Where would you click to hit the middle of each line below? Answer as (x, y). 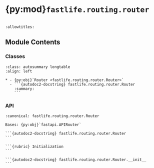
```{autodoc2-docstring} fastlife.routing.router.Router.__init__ (76, 159)
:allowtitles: (20, 27)
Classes (15, 56)
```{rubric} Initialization (34, 146)
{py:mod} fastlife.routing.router (77, 9)
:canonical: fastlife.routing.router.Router (52, 116)
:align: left (19, 71)
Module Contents (33, 42)
